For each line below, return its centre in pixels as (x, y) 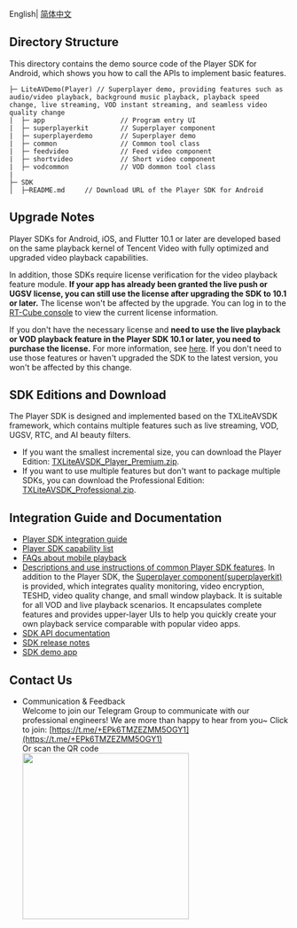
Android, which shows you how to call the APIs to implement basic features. (148, 73)
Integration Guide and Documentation (116, 518)
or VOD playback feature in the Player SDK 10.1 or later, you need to (135, 339)
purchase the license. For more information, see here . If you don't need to (145, 348)
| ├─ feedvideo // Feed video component (111, 151)
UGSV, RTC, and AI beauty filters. (70, 435)
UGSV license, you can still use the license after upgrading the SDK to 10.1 (148, 293)
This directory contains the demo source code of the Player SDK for (133, 63)
